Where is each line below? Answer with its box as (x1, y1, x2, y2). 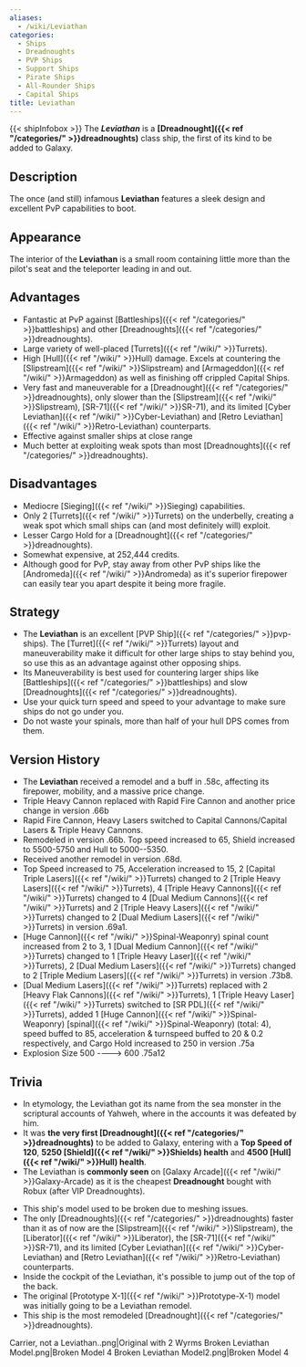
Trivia (9, 1074, 43, 1090)
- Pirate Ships (17, 73, 76, 82)
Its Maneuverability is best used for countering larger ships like (22, 667, 260, 678)
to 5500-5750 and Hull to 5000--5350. (22, 844, 168, 855)
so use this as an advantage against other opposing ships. (22, 658, 241, 669)
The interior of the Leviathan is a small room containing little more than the (9, 254, 291, 265)
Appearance (9, 229, 82, 245)
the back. (22, 1281, 59, 1292)
